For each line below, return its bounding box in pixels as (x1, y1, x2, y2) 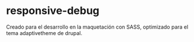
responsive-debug (6, 4, 99, 17)
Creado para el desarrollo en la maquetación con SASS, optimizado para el (6, 23, 189, 30)
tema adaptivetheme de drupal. (6, 29, 83, 36)
